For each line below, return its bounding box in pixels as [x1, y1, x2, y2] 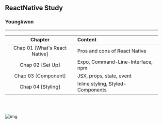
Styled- [108, 80, 127, 87]
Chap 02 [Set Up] [19, 61, 61, 68]
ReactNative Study [5, 4, 63, 12]
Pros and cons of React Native [77, 47, 147, 54]
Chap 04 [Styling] [19, 83, 61, 90]
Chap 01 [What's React [13, 44, 67, 51]
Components [77, 86, 107, 93]
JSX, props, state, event [77, 72, 132, 79]
